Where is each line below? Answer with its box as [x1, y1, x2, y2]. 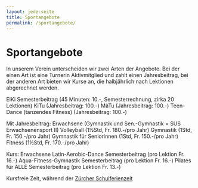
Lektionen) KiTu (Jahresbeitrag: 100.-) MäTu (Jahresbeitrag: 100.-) [6, 102, 169, 109]
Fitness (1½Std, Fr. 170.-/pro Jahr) [6, 139, 89, 146]
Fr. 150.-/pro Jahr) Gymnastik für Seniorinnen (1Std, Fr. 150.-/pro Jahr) [6, 132, 179, 140]
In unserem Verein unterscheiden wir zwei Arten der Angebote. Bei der [6, 65, 180, 72]
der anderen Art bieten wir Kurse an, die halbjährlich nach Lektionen [6, 78, 174, 85]
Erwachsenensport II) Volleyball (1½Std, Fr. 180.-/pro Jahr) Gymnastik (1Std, [6, 127, 192, 134]
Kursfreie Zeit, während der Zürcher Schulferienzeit [6, 175, 133, 182]
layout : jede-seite [6, 8, 55, 15]
